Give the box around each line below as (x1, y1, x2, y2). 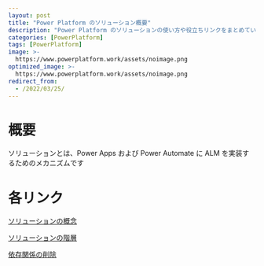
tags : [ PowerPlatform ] (8, 41, 82, 49)
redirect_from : (8, 77, 58, 85)
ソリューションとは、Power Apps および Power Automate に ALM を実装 (8, 149, 243, 158)
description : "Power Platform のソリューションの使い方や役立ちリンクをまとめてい (8, 26, 257, 34)
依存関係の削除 (8, 249, 57, 260)
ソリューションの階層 (8, 233, 77, 242)
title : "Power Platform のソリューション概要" (8, 19, 152, 27)
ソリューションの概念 (8, 216, 77, 226)
